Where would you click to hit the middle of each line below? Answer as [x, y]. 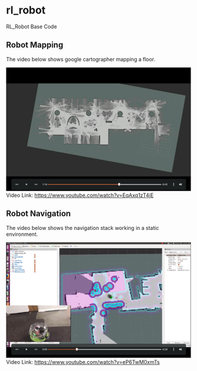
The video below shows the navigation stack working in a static [83, 228]
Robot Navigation [39, 214]
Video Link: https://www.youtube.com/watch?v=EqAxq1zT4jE [80, 195]
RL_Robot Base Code [32, 26]
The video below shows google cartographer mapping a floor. [81, 59]
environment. [22, 234]
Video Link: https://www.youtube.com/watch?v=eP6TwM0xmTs [83, 362]
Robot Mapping [35, 45]
